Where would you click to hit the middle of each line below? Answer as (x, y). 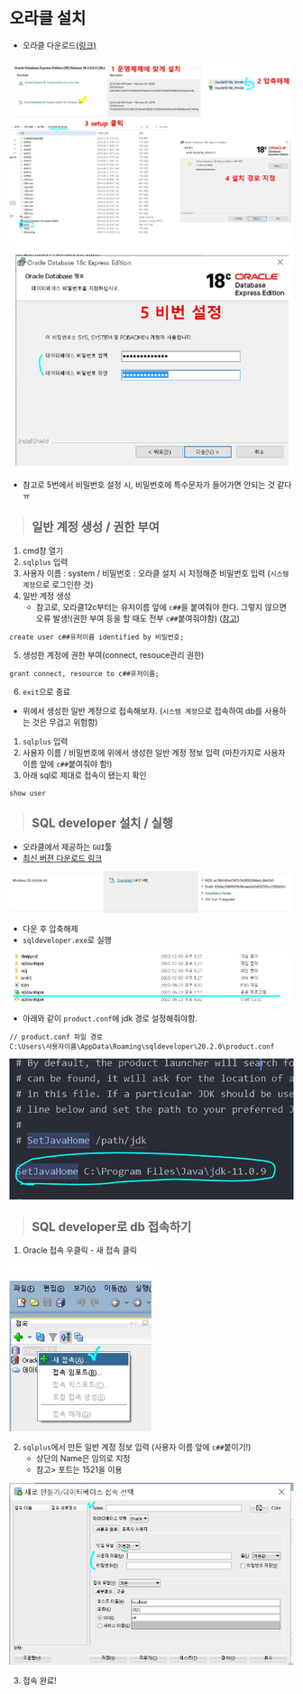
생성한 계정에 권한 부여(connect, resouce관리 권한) (113, 654)
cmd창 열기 (43, 551)
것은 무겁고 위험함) (65, 722)
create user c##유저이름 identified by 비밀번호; (97, 637)
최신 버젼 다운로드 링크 (62, 857)
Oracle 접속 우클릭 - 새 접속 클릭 (80, 1250)
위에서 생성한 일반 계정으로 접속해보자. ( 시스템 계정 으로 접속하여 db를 (142, 710)
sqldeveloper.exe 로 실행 (67, 940)
